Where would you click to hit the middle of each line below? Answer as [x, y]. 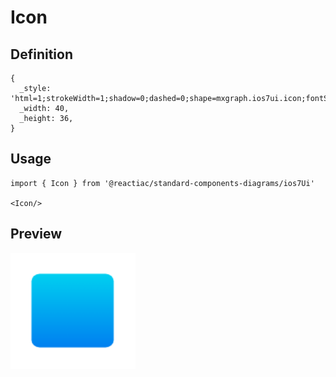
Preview [36, 234]
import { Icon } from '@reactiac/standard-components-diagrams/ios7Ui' [162, 183]
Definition [41, 54]
